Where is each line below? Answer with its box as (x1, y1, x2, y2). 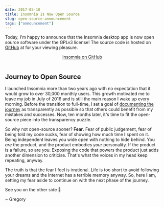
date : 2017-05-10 (5, 7, 41, 12)
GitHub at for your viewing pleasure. (5, 45, 78, 50)
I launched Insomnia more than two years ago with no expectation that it (5, 86, 151, 92)
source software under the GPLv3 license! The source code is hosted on (5, 40, 151, 46)
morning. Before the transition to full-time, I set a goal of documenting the (5, 101, 154, 107)
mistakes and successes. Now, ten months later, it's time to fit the (5, 112, 138, 117)
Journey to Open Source (5, 72, 81, 81)
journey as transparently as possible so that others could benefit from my (5, 106, 153, 113)
